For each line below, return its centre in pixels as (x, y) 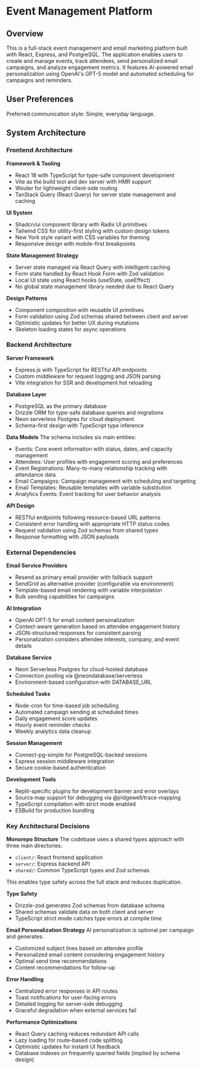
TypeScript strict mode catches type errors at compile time (88, 918)
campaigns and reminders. (39, 80)
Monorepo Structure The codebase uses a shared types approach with (95, 839)
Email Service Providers (37, 566)
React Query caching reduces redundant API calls (77, 1034)
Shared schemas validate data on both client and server (84, 912)
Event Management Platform (79, 11)
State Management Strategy (43, 255)
